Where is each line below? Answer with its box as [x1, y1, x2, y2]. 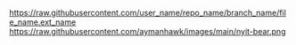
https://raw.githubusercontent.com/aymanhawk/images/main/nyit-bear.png [9, 26, 286, 36]
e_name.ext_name [9, 17, 77, 27]
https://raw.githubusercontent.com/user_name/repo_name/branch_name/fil [9, 8, 287, 18]
